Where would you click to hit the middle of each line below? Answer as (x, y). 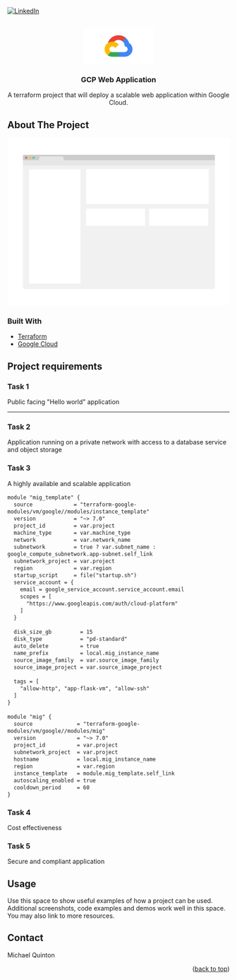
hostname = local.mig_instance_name (85, 759)
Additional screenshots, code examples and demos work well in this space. (116, 909)
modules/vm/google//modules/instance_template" (79, 512)
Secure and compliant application (56, 861)
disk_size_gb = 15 (53, 632)
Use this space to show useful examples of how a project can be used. (110, 901)
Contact (25, 938)
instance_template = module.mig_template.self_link (94, 773)
